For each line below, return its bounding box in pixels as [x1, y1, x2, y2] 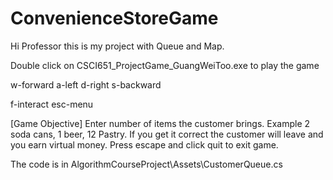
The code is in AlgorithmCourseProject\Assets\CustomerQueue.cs [10, 158, 283, 170]
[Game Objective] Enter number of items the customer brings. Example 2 [10, 117, 311, 129]
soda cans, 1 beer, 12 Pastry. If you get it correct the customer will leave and [10, 128, 324, 140]
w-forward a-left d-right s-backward [10, 78, 162, 91]
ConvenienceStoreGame [10, 7, 219, 30]
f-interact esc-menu [10, 98, 94, 110]
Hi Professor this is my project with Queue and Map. [10, 40, 225, 52]
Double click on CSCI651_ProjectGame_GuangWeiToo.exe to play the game [10, 59, 320, 71]
